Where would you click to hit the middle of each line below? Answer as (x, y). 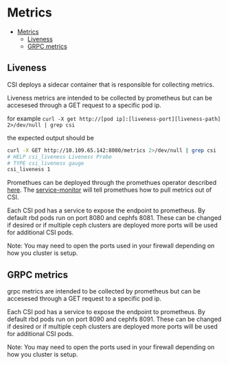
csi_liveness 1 (29, 170)
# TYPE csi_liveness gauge (46, 163)
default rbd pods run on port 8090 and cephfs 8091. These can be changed (114, 319)
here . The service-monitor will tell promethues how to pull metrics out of (110, 190)
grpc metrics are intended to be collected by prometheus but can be (104, 291)
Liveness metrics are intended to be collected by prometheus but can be (110, 98)
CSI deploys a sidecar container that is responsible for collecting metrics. (111, 85)
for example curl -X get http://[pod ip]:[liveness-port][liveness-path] (114, 118)
